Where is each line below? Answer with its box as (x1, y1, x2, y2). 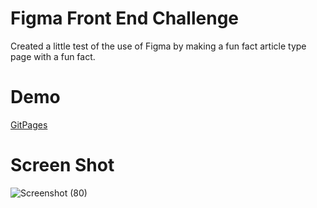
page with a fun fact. (10, 50, 96, 62)
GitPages (10, 118, 48, 131)
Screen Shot (10, 154, 115, 177)
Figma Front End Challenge (10, 7, 240, 30)
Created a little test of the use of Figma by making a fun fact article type (10, 40, 307, 52)
